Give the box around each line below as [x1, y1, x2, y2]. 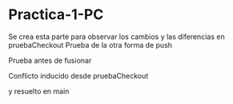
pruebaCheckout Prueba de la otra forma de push [8, 40, 173, 49]
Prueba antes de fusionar [8, 56, 92, 65]
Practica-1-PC [8, 6, 104, 24]
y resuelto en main [8, 86, 70, 96]
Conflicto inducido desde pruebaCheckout [8, 71, 149, 80]
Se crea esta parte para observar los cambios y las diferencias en [8, 32, 226, 41]
